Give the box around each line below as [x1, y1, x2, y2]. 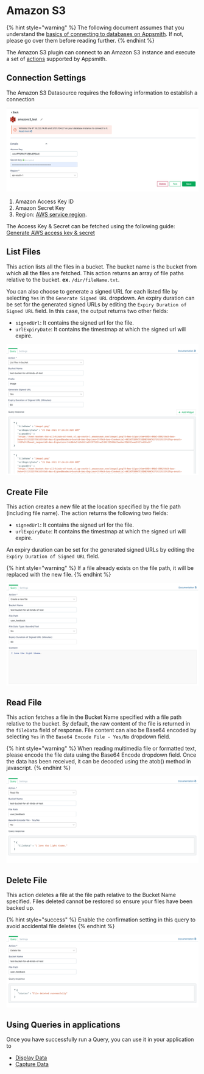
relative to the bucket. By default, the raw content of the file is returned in [6, 720, 191, 727]
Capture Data [15, 1060, 49, 1068]
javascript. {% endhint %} [6, 764, 71, 772]
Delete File [6, 875, 47, 885]
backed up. [6, 904, 35, 912]
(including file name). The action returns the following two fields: [6, 509, 169, 516]
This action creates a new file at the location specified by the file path [6, 503, 181, 510]
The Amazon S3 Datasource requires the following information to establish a [6, 89, 198, 96]
